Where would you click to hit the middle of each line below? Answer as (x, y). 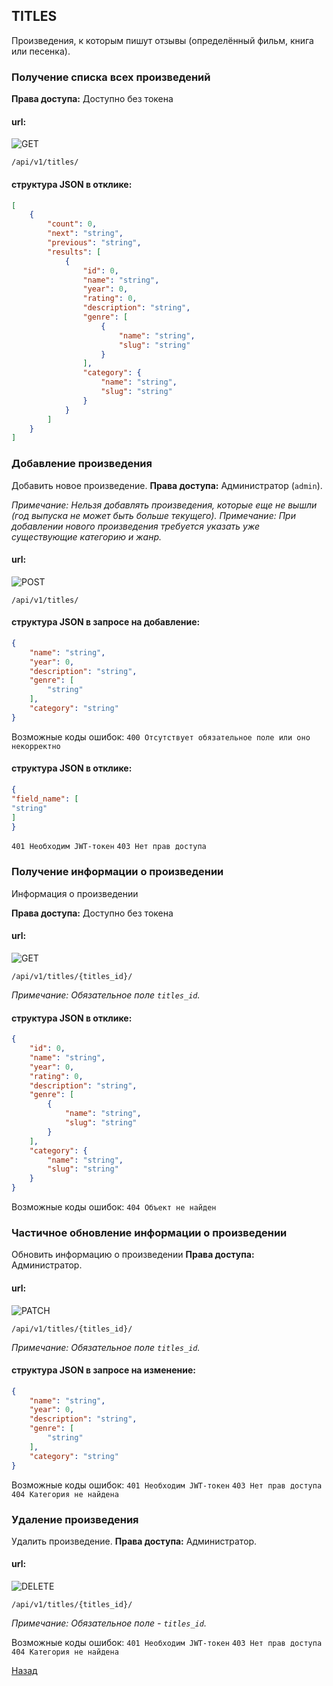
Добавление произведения (82, 464)
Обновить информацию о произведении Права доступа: (133, 1255)
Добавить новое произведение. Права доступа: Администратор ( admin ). (167, 485)
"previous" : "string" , (94, 243)
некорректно (36, 746)
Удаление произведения (75, 1519)
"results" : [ (74, 252)
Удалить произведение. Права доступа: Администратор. (134, 1541)
